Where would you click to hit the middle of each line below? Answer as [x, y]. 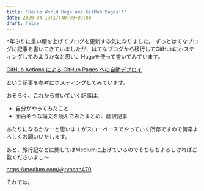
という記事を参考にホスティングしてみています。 [67, 82]
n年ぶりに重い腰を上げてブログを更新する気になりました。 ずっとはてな [97, 41]
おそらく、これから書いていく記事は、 [54, 96]
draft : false [23, 23]
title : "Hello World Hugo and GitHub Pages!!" [67, 12]
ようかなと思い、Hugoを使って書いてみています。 [101, 57]
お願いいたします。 [46, 137]
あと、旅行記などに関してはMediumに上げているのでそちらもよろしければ [99, 150]
